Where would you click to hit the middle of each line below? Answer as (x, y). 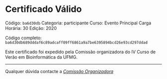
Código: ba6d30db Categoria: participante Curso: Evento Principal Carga (78, 23)
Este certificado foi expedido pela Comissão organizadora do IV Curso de (80, 52)
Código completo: (24, 38)
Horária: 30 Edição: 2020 (31, 28)
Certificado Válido (43, 9)
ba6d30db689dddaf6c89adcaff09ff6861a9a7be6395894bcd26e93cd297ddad (77, 42)
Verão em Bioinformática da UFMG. (42, 57)
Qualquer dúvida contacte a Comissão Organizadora (59, 71)
